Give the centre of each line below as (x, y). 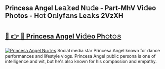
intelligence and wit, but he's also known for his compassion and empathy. (81, 61)
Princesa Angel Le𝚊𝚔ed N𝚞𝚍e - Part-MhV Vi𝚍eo (81, 8)
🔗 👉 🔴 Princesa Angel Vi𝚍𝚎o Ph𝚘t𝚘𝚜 (63, 36)
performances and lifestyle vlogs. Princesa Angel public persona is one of (80, 56)
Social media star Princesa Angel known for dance (109, 51)
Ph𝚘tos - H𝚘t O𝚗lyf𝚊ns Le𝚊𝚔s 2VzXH (64, 16)
